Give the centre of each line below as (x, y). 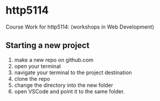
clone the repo (32, 78)
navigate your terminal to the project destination (73, 72)
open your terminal (37, 66)
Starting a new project (48, 45)
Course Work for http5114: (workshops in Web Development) (80, 27)
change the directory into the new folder (64, 85)
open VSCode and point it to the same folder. (69, 91)
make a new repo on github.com (54, 59)
